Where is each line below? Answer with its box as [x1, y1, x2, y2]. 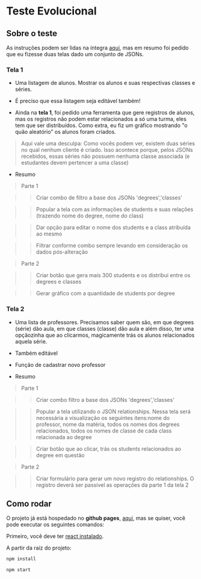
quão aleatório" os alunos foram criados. [14, 128, 116, 136]
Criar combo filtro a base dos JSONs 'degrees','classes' [36, 396, 175, 403]
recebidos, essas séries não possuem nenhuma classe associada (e [20, 152, 190, 160]
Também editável [14, 349, 58, 357]
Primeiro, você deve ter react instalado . [6, 533, 104, 540]
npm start [6, 567, 31, 573]
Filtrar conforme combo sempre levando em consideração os [36, 242, 188, 249]
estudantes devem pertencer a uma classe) [20, 159, 129, 166]
